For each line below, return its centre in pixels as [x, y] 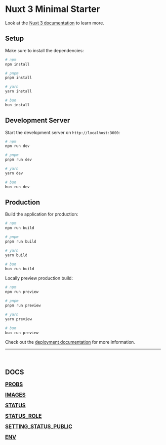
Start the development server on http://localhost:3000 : [62, 132]
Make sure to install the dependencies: [44, 50]
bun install [17, 105]
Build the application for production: [41, 214]
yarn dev [14, 173]
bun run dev [17, 187]
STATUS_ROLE [23, 416]
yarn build [16, 255]
